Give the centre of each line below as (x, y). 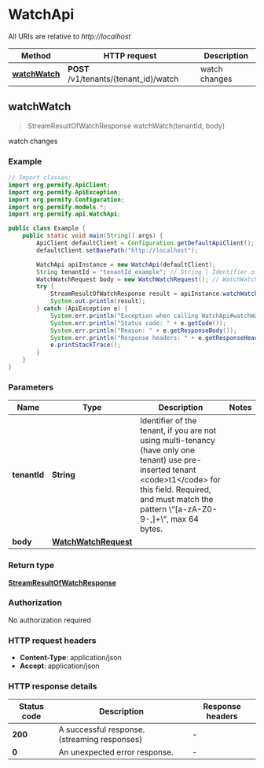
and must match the (177, 500)
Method (36, 55)
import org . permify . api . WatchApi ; (65, 214)
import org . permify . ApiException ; (65, 192)
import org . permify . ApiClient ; (59, 185)
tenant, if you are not (178, 430)
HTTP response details (53, 686)
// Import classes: (40, 178)
